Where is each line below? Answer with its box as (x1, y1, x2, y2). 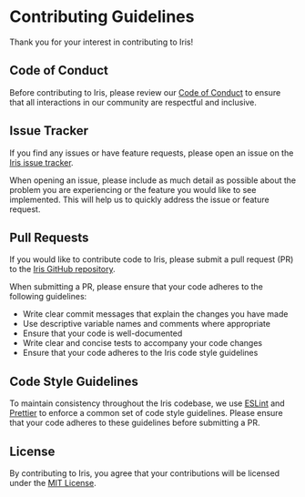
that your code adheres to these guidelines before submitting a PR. (9, 417, 261, 429)
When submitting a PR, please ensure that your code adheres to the (9, 281, 264, 292)
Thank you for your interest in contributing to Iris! (9, 36, 194, 47)
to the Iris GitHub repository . (9, 264, 116, 275)
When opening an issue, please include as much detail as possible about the (9, 175, 297, 186)
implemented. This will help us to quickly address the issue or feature (9, 194, 270, 205)
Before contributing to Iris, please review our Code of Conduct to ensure (9, 86, 281, 97)
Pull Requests (9, 229, 89, 245)
